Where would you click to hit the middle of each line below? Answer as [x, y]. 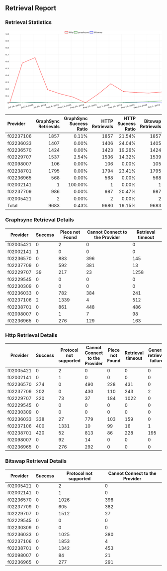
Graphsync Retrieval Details [40, 220]
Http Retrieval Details [31, 335]
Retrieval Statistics [29, 22]
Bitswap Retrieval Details [36, 461]
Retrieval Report [31, 8]
